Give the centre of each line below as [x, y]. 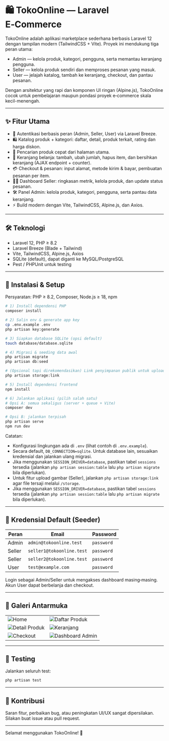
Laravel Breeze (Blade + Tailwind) [47, 248]
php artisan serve [24, 422]
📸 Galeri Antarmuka [36, 606]
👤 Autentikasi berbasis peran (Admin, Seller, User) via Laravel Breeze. [84, 134]
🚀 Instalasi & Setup [35, 284]
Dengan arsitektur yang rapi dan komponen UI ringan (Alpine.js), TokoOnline [84, 90]
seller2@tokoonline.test [58, 559]
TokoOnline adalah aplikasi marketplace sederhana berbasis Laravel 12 [79, 38]
